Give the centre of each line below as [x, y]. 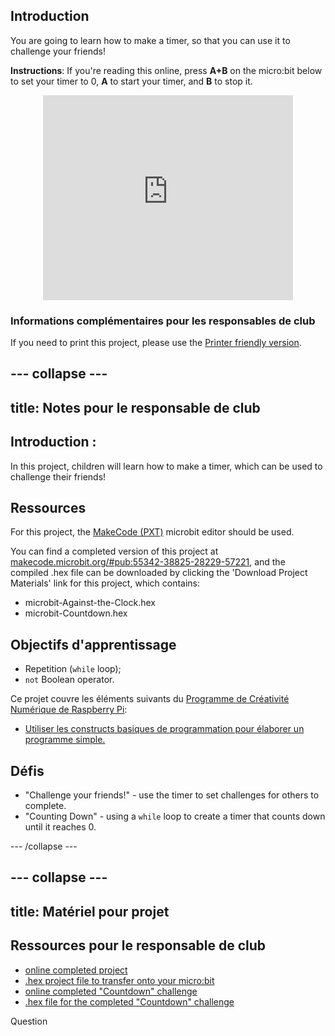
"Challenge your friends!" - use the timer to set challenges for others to [172, 795]
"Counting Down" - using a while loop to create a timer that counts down [175, 816]
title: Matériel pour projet [90, 911]
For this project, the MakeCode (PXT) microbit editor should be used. [152, 532]
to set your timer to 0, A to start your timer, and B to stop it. [131, 81]
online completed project [76, 970]
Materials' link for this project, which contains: [105, 583]
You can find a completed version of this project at [114, 551]
